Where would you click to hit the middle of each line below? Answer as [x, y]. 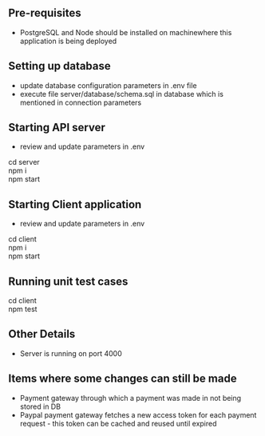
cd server [24, 162]
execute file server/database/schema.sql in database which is [121, 94]
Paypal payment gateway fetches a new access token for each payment [138, 414]
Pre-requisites [45, 13]
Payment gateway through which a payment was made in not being [131, 398]
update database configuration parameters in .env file [108, 85]
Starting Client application [75, 204]
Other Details [42, 334]
